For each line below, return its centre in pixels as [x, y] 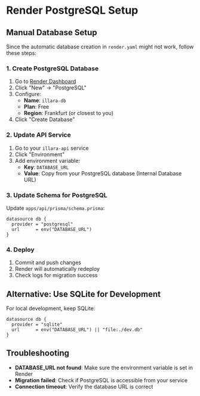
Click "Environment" [40, 154]
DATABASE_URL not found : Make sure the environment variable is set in [104, 367]
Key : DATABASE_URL [46, 167]
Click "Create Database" [45, 119]
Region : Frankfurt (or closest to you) [69, 113]
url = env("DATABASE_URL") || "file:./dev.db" [77, 330]
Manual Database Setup [52, 33]
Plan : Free [36, 107]
